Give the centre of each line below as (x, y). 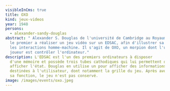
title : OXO (17, 15)
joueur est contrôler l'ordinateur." (50, 52)
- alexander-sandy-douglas (38, 33)
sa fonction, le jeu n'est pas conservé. (54, 76)
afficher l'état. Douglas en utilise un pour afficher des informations (88, 66)
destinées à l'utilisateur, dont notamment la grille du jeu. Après (83, 71)
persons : (14, 29)
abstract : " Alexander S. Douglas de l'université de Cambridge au (78, 38)
